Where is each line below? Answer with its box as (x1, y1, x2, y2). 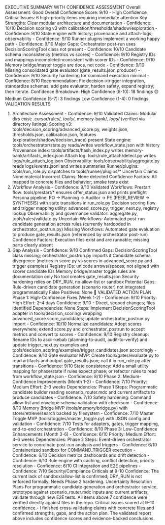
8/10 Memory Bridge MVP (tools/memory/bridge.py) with (12, 405, 128, 411)
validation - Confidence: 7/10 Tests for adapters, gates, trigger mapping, (12, 421, 159, 427)
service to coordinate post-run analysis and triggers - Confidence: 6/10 (12, 442, 157, 447)
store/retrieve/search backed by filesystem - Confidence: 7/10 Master (12, 410, 154, 416)
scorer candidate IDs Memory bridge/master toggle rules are (12, 268, 136, 274)
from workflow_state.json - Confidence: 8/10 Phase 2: (12, 374, 122, 379)
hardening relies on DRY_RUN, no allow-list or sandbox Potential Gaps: (12, 279, 156, 285)
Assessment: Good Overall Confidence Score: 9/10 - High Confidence (5, 9, 147, 15)
